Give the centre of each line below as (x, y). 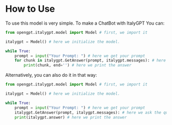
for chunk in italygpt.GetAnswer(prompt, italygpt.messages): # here (90, 60)
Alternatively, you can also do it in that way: (51, 75)
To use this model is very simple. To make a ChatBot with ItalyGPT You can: (85, 23)
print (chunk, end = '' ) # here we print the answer (78, 65)
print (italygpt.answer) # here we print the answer (71, 117)
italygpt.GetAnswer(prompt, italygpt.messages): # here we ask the (88, 112)
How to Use (30, 9)
